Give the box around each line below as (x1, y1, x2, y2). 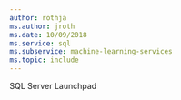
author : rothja (9, 13, 67, 23)
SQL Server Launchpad (9, 81, 97, 91)
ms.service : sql (9, 38, 71, 48)
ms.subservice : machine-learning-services (9, 47, 173, 56)
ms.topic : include (9, 55, 79, 65)
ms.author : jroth (9, 22, 75, 31)
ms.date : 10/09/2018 (9, 30, 88, 39)
